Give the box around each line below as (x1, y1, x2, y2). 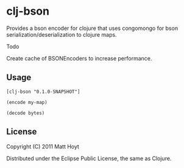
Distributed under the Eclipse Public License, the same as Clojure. (6, 155, 172, 162)
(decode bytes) (6, 110, 45, 116)
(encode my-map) (6, 99, 48, 105)
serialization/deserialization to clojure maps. (6, 31, 117, 38)
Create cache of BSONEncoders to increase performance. (6, 54, 152, 62)
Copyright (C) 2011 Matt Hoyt (6, 142, 79, 150)
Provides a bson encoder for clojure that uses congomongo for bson (6, 24, 179, 32)
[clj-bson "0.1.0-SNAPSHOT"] (6, 89, 80, 95)
